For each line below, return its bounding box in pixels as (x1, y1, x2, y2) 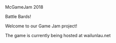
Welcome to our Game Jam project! (5, 23, 77, 29)
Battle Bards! (5, 14, 31, 19)
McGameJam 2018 (5, 4, 43, 10)
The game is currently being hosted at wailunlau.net (5, 33, 111, 38)
